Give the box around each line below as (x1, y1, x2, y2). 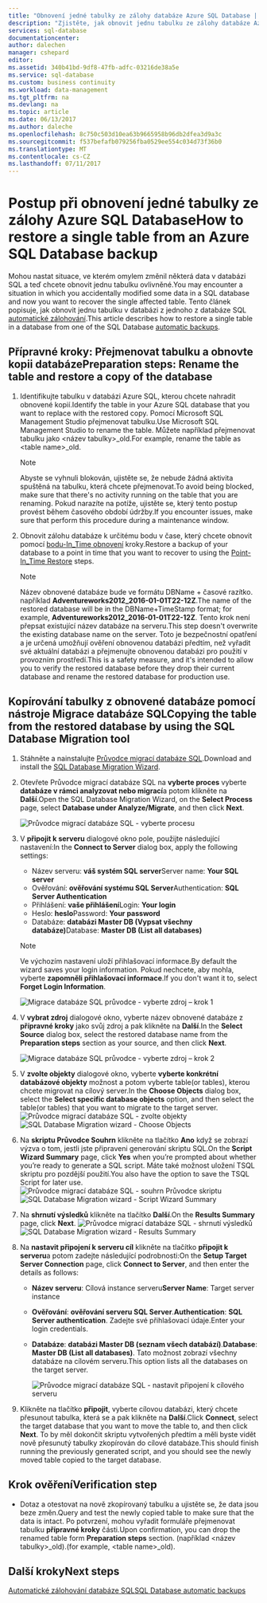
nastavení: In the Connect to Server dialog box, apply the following (19, 842, 238, 851)
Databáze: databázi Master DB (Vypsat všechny (31, 917, 193, 926)
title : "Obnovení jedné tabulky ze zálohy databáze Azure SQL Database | (8, 11, 258, 20)
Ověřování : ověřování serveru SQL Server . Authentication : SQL (31, 1306, 243, 1316)
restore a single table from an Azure (8, 228, 250, 246)
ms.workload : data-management (8, 85, 109, 94)
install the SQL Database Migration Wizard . (19, 762, 161, 772)
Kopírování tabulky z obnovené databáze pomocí (8, 695, 256, 709)
